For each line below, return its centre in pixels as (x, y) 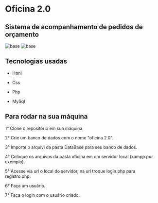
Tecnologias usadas (36, 61)
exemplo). (15, 162)
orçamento (22, 34)
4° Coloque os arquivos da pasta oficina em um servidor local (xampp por (79, 156)
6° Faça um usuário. (25, 186)
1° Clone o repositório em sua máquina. (44, 128)
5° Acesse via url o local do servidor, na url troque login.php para (70, 171)
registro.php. (18, 176)
